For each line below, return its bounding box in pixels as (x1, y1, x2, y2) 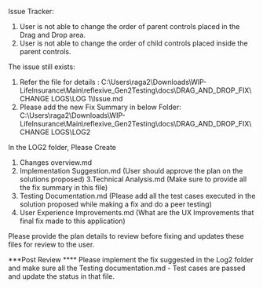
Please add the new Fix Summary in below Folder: (19, 102, 182, 112)
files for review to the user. (8, 240, 95, 249)
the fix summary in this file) (19, 183, 108, 192)
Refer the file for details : (19, 78, 100, 86)
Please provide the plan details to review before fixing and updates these (8, 232, 245, 240)
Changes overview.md (19, 158, 93, 167)
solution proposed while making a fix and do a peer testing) (19, 199, 212, 209)
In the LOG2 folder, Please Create (8, 143, 116, 152)
